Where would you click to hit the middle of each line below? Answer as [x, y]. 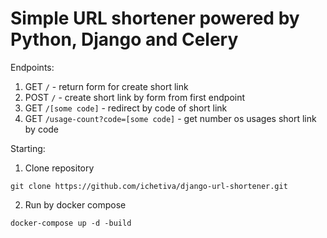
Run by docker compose [75, 204]
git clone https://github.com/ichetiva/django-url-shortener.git [149, 186]
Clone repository [59, 168]
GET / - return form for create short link [106, 86]
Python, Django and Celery [124, 39]
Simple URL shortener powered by [155, 18]
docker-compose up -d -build [71, 223]
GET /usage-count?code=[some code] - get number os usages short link [170, 118]
